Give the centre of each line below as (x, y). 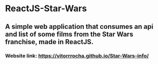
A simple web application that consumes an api (79, 27)
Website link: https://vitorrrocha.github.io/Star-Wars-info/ (77, 56)
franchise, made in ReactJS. (49, 42)
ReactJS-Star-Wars (46, 9)
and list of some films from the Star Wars (69, 34)
